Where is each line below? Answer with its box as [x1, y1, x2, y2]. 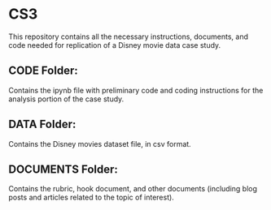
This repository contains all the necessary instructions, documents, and [8, 32, 248, 41]
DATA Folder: [8, 118, 76, 131]
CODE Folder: [8, 64, 79, 78]
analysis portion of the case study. [8, 94, 125, 104]
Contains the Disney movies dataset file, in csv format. [8, 139, 191, 148]
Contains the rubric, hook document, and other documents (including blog [8, 184, 258, 194]
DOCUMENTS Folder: [8, 162, 118, 176]
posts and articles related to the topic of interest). [8, 192, 175, 203]
